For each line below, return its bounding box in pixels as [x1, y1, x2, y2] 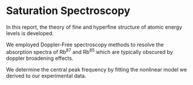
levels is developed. [6, 29, 54, 36]
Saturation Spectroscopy [6, 4, 130, 18]
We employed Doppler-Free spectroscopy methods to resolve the [6, 41, 164, 48]
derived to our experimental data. [6, 72, 87, 79]
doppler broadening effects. [6, 55, 74, 62]
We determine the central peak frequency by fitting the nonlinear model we [6, 66, 187, 73]
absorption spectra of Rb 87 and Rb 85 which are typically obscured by [6, 47, 173, 55]
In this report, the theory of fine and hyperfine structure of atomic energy [6, 23, 182, 30]
